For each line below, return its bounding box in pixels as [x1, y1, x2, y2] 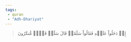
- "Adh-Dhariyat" [7, 16, 44, 21]
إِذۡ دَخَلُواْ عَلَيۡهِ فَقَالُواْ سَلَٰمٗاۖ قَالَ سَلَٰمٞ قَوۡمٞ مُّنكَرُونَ [17, 30, 126, 36]
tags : [5, 7, 17, 12]
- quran [7, 12, 24, 17]
